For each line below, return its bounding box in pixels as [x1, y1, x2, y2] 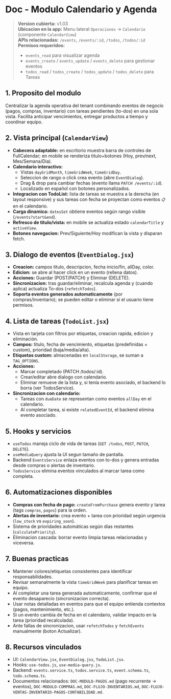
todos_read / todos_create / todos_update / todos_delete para [25, 68, 154, 75]
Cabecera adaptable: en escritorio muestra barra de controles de [12, 147, 152, 153]
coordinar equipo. [5, 119, 43, 125]
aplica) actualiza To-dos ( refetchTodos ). [12, 286, 97, 292]
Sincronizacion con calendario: [12, 390, 81, 396]
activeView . [12, 224, 37, 231]
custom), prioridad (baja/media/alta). [12, 347, 90, 353]
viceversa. [12, 539, 35, 546]
